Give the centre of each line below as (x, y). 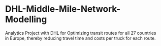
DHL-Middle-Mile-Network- (63, 9)
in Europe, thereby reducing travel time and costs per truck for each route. (80, 38)
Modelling (26, 19)
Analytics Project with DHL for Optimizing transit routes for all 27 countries (81, 33)
